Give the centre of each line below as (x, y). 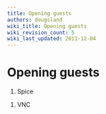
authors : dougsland (35, 20)
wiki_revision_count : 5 (41, 32)
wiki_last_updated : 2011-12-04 (52, 39)
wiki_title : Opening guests (47, 26)
